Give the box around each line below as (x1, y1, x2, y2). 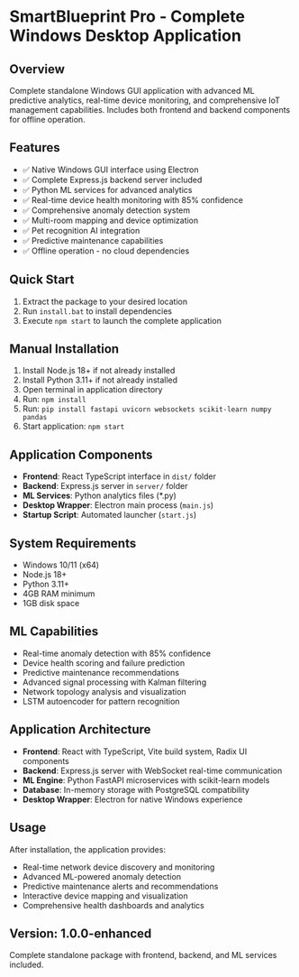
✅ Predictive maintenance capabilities (22, 235, 164, 245)
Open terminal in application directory (22, 384, 163, 395)
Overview (9, 61, 66, 77)
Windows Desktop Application (9, 25, 241, 46)
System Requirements (9, 535, 137, 551)
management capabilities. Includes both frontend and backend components (9, 105, 291, 115)
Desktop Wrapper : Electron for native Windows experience (22, 794, 243, 805)
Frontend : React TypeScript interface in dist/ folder (22, 471, 216, 482)
